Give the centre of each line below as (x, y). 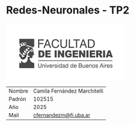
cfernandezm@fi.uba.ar (62, 115)
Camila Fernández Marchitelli (68, 91)
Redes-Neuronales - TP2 (68, 10)
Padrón (17, 99)
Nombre (18, 91)
